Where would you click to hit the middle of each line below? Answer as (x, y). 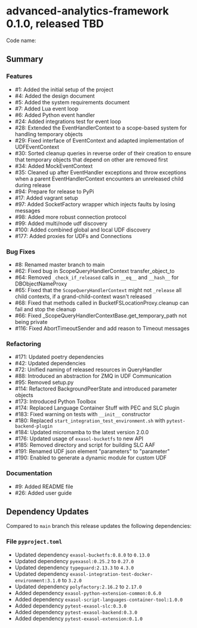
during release (33, 185)
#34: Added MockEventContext (54, 166)
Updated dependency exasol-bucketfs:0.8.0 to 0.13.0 (82, 555)
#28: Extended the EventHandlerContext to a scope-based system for (101, 128)
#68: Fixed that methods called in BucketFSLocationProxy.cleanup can (102, 303)
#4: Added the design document (55, 96)
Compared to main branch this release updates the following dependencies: (99, 526)
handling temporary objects (49, 134)
